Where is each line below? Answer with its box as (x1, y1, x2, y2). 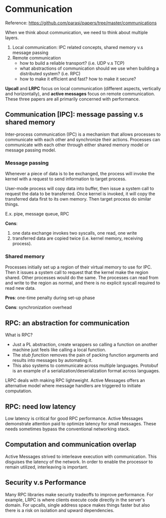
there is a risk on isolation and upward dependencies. (5, 507, 114, 513)
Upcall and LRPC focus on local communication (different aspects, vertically (5, 85, 161, 91)
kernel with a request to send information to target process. (5, 176, 127, 182)
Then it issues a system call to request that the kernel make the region (5, 269, 149, 275)
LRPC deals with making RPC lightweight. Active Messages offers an (5, 377, 145, 383)
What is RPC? (5, 332, 33, 338)
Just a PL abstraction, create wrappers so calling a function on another (12, 342, 158, 348)
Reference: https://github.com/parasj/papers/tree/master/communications (5, 20, 157, 26)
